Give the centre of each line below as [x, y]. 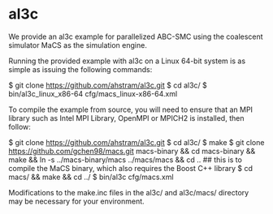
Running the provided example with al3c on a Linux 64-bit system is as [127, 61]
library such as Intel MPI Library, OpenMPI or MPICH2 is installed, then [126, 118]
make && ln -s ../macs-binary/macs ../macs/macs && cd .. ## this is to [125, 160]
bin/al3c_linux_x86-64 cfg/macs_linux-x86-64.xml [93, 93]
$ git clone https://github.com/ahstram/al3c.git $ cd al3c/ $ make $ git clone [136, 142]
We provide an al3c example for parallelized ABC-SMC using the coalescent [136, 36]
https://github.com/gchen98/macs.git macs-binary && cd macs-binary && [132, 151]
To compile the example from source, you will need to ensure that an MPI [131, 109]
